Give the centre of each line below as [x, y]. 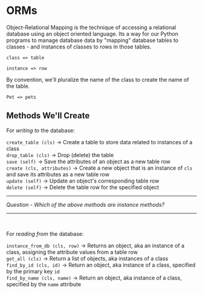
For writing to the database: [41, 130]
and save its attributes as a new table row [58, 174]
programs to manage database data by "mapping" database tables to [92, 40]
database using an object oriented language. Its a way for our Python [92, 33]
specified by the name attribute [44, 284]
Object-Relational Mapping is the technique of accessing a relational [91, 27]
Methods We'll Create [48, 116]
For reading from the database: [45, 233]
